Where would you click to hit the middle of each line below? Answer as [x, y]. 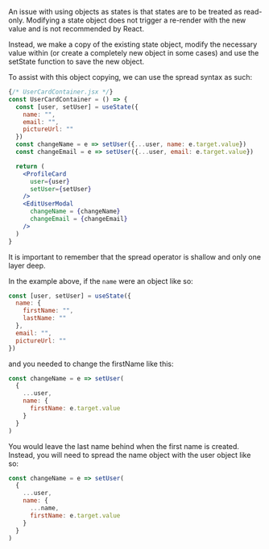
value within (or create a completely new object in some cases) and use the [134, 53]
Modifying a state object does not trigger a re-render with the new [136, 20]
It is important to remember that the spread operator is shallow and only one [135, 256]
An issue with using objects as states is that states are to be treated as [125, 12]
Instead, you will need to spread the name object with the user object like [130, 455]
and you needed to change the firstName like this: [91, 364]
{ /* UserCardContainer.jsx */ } [61, 92]
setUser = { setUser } [60, 189]
